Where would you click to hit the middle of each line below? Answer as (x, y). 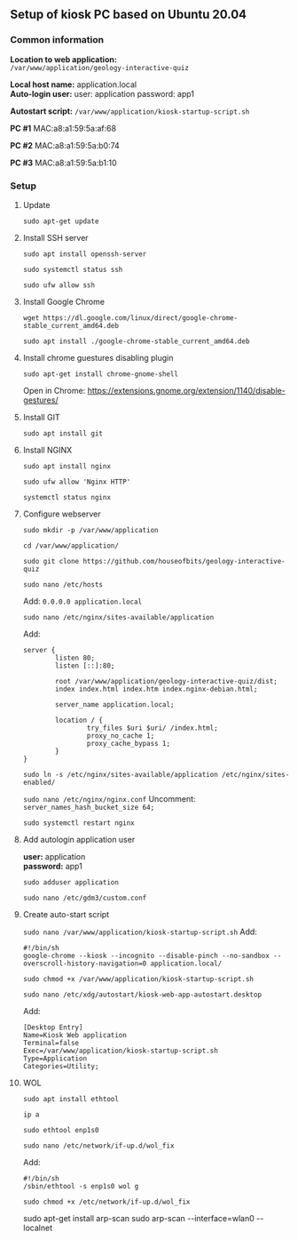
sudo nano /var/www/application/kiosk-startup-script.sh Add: (140, 932)
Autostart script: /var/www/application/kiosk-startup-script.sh (130, 111)
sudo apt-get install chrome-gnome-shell (100, 374)
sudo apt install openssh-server (85, 254)
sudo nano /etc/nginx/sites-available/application (118, 617)
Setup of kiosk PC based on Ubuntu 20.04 (129, 15)
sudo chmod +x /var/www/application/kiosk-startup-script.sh (138, 979)
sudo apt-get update (61, 221)
